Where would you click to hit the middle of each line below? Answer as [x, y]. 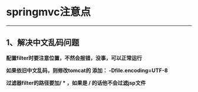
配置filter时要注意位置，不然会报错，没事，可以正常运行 [74, 58]
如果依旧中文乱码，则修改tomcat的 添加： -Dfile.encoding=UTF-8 [87, 70]
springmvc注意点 [49, 12]
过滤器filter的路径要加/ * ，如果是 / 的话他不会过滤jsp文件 [76, 83]
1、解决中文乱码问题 [43, 42]
